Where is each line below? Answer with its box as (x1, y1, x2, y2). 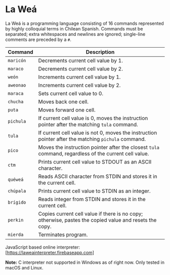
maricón (8, 57, 26, 63)
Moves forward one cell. (38, 106, 96, 113)
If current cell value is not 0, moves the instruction (38, 129, 157, 136)
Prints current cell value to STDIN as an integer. (38, 187, 151, 194)
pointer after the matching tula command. (38, 121, 138, 128)
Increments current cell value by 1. (38, 73, 121, 81)
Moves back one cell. (38, 98, 89, 105)
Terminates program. (38, 231, 88, 238)
